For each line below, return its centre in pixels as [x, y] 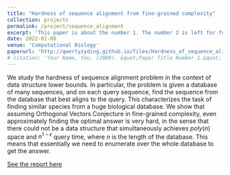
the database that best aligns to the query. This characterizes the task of [110, 99]
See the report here [35, 164]
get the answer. [29, 151]
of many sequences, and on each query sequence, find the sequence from [113, 92]
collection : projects [38, 20]
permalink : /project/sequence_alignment [66, 26]
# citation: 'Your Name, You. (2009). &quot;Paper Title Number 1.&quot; [115, 58]
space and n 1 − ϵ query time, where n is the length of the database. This [107, 136]
